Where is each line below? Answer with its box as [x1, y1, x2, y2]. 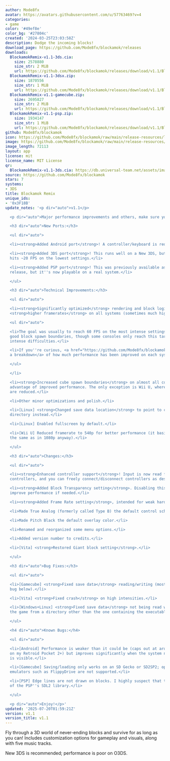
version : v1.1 [5, 711, 35, 716]
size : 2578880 [14, 59, 44, 64]
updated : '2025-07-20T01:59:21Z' [5, 706, 76, 711]
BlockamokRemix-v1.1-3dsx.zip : [10, 73, 76, 79]
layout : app [5, 149, 30, 154]
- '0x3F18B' [5, 201, 30, 206]
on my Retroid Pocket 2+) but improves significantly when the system [10, 651, 162, 656]
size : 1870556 [14, 78, 44, 83]
